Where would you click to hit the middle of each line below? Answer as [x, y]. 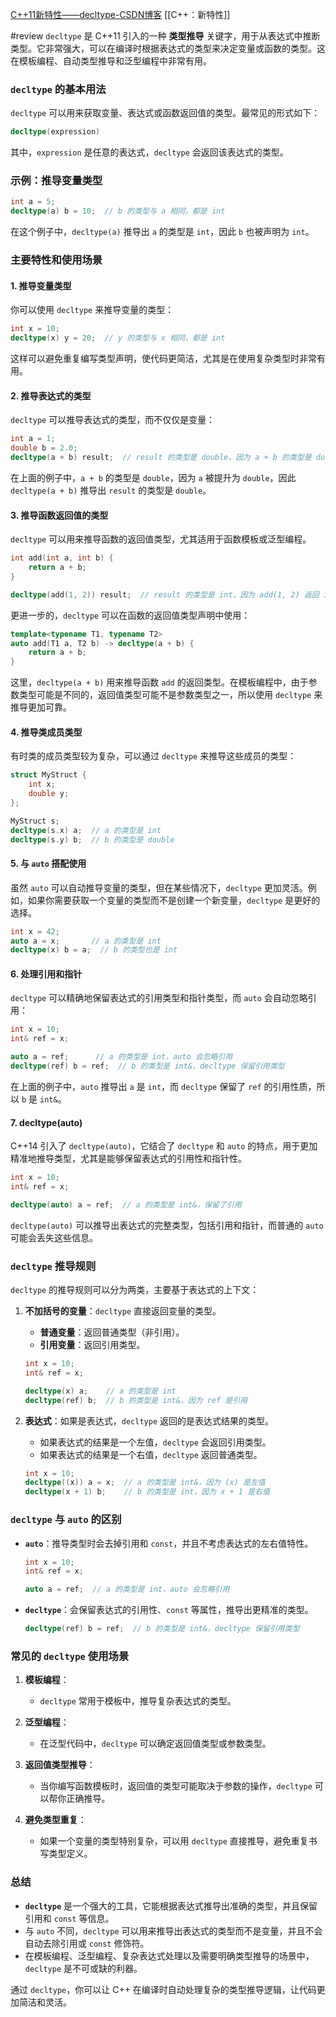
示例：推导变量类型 [56, 181]
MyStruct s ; [35, 821]
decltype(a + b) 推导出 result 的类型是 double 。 [111, 490]
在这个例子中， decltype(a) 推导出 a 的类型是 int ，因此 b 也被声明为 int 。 [162, 232]
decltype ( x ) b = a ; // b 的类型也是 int [94, 950]
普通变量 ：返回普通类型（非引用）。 [112, 1332]
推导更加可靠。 [41, 707]
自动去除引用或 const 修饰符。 [87, 1943]
